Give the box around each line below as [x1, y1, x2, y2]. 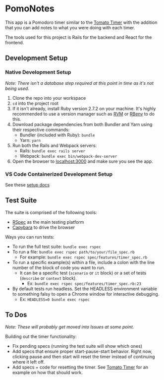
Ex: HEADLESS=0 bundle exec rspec [19, 296, 90, 302]
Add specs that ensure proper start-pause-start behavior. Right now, [12, 348, 153, 354]
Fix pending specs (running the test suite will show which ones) [12, 343, 143, 349]
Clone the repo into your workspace [12, 95, 86, 101]
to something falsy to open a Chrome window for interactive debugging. [12, 291, 160, 297]
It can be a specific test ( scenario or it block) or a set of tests [19, 270, 147, 276]
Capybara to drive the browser [12, 224, 75, 230]
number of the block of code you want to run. [12, 264, 106, 270]
